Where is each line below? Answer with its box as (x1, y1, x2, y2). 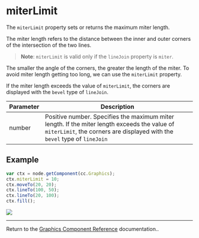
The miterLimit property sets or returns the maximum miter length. (6, 24, 170, 31)
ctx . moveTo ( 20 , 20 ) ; (6, 182, 57, 188)
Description (100, 102, 134, 111)
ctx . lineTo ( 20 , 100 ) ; (6, 192, 60, 199)
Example (6, 155, 39, 165)
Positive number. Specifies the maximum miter (44, 112, 175, 121)
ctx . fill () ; (6, 198, 36, 204)
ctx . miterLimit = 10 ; (6, 176, 60, 182)
